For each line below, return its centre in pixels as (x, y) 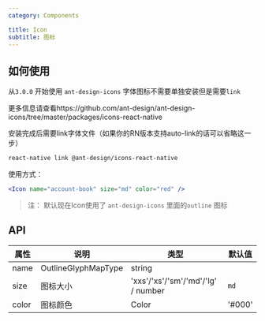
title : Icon (28, 30)
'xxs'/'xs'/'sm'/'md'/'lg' (174, 281)
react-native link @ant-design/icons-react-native (93, 159)
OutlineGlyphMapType (82, 267)
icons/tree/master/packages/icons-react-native (86, 117)
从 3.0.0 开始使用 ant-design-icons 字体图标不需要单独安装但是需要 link (124, 91)
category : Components (44, 15)
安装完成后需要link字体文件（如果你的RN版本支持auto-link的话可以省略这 (126, 133)
